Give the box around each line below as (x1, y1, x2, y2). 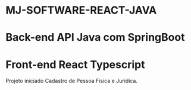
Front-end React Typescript (5, 57, 145, 71)
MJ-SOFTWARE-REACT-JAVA (5, 4, 157, 17)
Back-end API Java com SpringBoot (5, 31, 185, 44)
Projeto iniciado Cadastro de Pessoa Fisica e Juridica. (5, 78, 138, 85)
